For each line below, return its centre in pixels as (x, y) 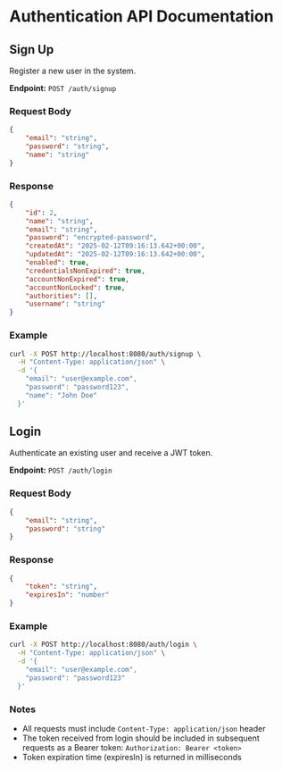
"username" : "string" (65, 304)
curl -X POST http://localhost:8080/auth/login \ (104, 645)
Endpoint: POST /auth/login (61, 470)
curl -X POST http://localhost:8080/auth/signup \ (105, 354)
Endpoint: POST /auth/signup (63, 88)
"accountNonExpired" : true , (77, 279)
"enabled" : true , (58, 263)
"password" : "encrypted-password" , (91, 238)
